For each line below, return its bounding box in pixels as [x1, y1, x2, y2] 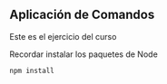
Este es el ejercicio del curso [9, 31, 117, 42]
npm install [9, 66, 54, 75]
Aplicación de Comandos [9, 7, 155, 23]
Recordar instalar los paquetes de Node [9, 49, 159, 60]
